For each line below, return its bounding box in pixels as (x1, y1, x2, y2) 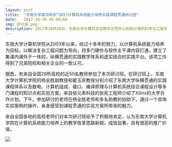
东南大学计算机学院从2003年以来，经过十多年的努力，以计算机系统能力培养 (5, 41, 165, 47)
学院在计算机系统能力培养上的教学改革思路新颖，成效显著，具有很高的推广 (5, 120, 162, 126)
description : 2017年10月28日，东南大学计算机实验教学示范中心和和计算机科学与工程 (5, 26, 164, 32)
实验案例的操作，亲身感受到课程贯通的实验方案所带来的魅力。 (5, 103, 136, 109)
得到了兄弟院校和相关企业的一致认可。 (5, 60, 86, 66)
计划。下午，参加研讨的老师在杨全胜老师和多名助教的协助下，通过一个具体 (9, 96, 167, 102)
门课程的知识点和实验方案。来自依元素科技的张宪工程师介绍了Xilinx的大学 (5, 90, 160, 96)
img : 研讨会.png (5, 21, 38, 27)
